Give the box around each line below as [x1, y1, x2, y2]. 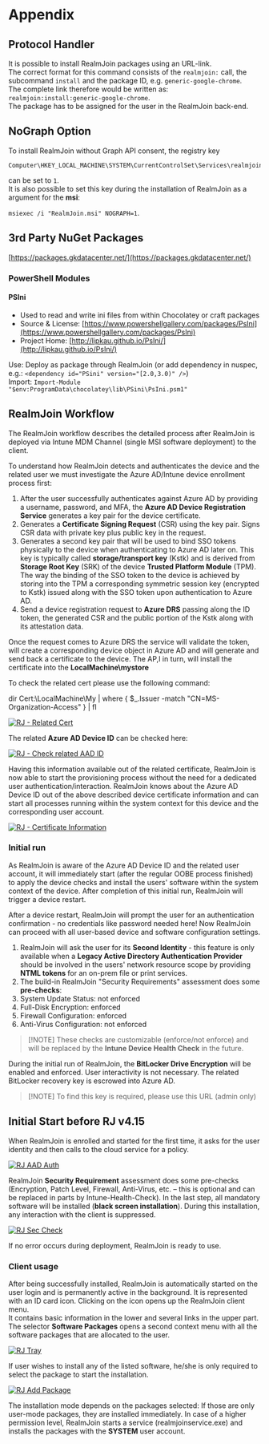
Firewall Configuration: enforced [19, 1010, 126, 1020]
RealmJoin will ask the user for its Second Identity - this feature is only [19, 942, 255, 952]
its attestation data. [19, 621, 84, 631]
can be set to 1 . [8, 175, 59, 185]
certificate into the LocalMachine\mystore [8, 662, 150, 672]
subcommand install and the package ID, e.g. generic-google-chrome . [8, 76, 243, 85]
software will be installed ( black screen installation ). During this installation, [8, 1201, 260, 1211]
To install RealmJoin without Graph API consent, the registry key [8, 146, 220, 156]
